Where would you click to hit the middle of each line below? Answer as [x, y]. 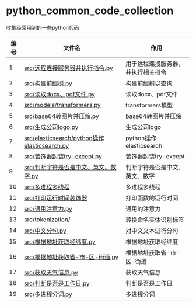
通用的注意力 [143, 208]
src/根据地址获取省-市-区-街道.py [71, 257]
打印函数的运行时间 [152, 198]
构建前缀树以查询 [149, 83]
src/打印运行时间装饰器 [56, 198]
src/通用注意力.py [48, 208]
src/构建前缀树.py [48, 83]
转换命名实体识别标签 [155, 220]
